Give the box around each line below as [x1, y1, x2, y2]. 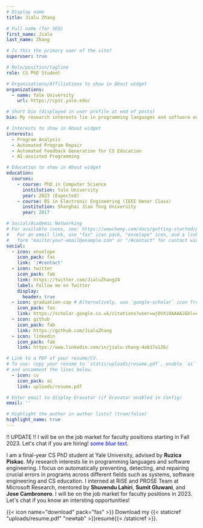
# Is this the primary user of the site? [6, 48, 112, 54]
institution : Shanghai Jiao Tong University [22, 204, 137, 210]
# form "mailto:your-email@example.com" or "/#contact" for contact [6, 237, 188, 243]
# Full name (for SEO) [6, 25, 63, 32]
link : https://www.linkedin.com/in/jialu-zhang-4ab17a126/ [17, 344, 169, 350]
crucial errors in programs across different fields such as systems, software [6, 470, 195, 478]
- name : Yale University [11, 92, 74, 98]
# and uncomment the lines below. [6, 367, 94, 373]
